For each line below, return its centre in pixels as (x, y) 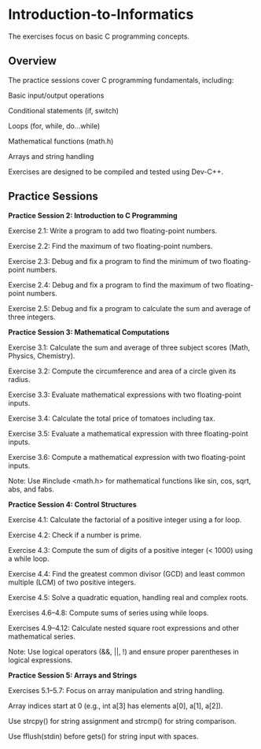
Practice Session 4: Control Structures (72, 504)
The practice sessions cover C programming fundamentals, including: (121, 80)
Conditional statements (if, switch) (64, 110)
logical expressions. (40, 660)
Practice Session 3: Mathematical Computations (89, 332)
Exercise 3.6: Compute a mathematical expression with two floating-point (127, 457)
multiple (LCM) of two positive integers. (72, 582)
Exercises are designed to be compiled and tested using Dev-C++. (116, 172)
